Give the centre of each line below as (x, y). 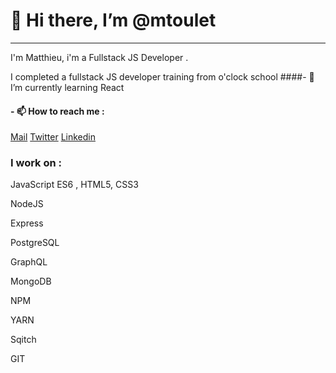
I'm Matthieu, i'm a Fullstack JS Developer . (99, 57)
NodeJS (27, 204)
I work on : (36, 163)
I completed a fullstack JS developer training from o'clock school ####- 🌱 (162, 76)
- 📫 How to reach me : (57, 111)
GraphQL (29, 262)
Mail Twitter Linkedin (53, 137)
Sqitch (23, 340)
